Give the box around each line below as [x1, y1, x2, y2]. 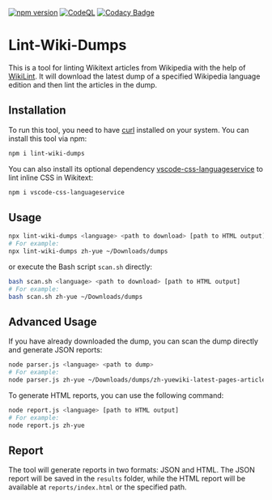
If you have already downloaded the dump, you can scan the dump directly [8, 336, 259, 346]
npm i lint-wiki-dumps [8, 149, 85, 157]
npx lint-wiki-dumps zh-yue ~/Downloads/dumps [8, 247, 168, 255]
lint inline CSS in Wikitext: [8, 173, 94, 182]
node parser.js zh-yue [8, 376, 85, 384]
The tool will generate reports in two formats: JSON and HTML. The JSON [8, 465, 255, 475]
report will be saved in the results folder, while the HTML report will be [8, 474, 246, 484]
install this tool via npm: [8, 134, 87, 143]
